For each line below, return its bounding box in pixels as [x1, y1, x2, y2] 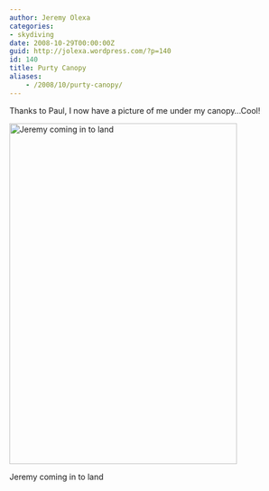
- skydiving [9, 30, 54, 39]
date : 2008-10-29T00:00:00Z [9, 38, 116, 48]
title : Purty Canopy [9, 64, 88, 73]
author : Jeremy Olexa [9, 13, 91, 23]
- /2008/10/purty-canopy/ [25, 80, 124, 89]
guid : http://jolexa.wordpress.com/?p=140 [9, 47, 172, 56]
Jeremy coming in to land [9, 471, 104, 482]
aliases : [9, 72, 42, 81]
